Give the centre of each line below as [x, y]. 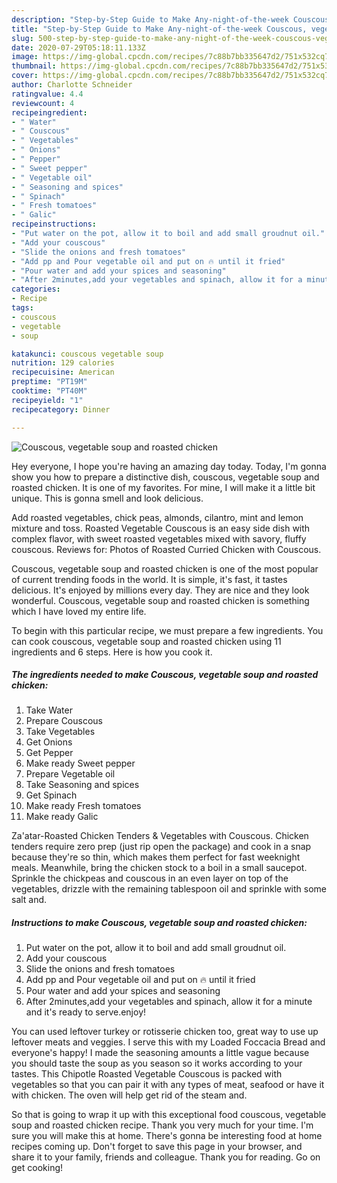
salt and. [29, 900]
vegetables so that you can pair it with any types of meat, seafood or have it [168, 1085]
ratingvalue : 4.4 [47, 94]
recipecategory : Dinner [61, 409]
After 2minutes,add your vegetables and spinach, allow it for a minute [169, 1002]
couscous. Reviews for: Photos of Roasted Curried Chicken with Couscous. [166, 549]
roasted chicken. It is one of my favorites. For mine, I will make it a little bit [163, 487]
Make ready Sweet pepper [80, 763]
